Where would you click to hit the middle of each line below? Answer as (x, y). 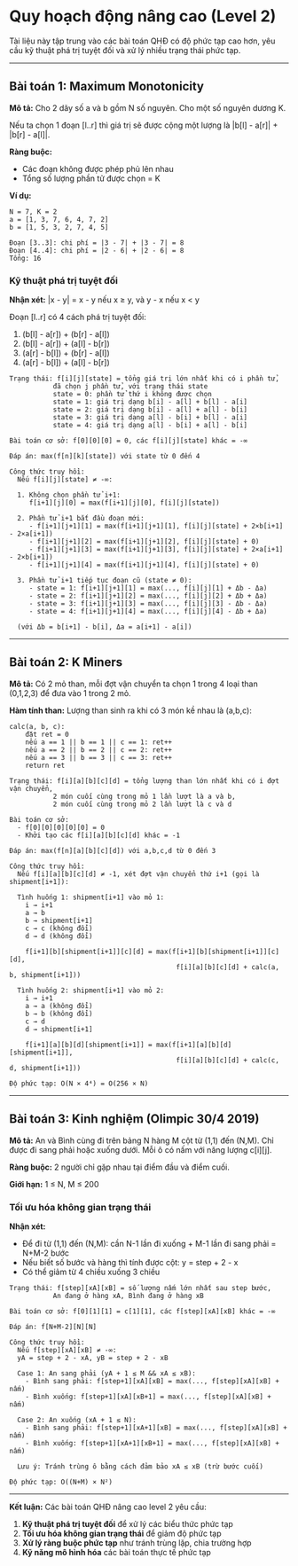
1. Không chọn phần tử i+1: (69, 495)
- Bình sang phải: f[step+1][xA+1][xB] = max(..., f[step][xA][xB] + (157, 1428)
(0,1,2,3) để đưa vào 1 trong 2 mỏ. (70, 693)
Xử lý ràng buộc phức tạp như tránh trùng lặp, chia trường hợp (137, 1543)
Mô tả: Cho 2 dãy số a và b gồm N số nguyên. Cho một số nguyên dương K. (148, 107)
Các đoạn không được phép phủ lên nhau (98, 168)
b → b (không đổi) (59, 1014)
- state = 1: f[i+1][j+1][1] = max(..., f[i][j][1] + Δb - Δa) (148, 588)
